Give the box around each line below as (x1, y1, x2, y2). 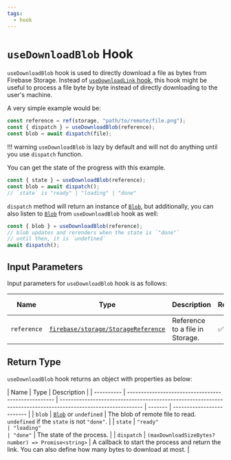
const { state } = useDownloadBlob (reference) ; (7, 177, 146, 184)
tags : (7, 10, 23, 17)
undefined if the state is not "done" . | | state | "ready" (7, 417, 159, 426)
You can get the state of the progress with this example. (7, 163, 166, 172)
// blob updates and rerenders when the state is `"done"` (7, 229, 180, 236)
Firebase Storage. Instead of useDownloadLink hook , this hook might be (7, 76, 208, 85)
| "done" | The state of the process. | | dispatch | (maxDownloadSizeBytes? (7, 430, 215, 439)
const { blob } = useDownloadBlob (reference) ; (7, 222, 143, 229)
